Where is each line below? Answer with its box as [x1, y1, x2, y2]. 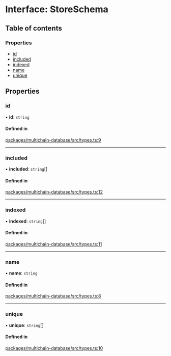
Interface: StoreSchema [5, 4, 108, 15]
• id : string [5, 114, 30, 120]
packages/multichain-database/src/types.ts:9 [5, 136, 101, 143]
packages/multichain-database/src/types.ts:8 [5, 293, 101, 299]
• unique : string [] [5, 322, 44, 328]
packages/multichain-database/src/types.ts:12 [5, 189, 103, 195]
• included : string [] [5, 166, 48, 172]
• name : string [5, 270, 38, 276]
